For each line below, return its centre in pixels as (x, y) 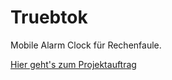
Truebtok (49, 17)
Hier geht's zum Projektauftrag (73, 64)
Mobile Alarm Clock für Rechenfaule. (86, 45)
